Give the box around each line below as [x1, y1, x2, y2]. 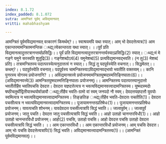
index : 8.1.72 [5, 7, 35, 12]
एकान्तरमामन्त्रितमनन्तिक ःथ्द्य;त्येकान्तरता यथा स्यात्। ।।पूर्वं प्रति [5, 44, 109, 50]
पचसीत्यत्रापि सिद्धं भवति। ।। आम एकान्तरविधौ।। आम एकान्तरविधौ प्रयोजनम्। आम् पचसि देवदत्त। [5, 122, 160, 128]
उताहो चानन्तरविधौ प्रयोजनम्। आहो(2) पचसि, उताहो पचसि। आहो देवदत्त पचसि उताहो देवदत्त [5, 116, 149, 122]
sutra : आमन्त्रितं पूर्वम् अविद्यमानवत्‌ [5, 16, 59, 21]
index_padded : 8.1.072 [5, 12, 52, 17]
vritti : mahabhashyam [5, 21, 50, 26]
